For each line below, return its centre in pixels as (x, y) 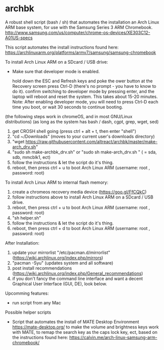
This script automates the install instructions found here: (62, 47)
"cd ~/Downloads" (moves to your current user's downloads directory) (83, 136)
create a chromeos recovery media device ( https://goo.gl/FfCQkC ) (79, 192)
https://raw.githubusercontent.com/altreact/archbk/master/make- (91, 141)
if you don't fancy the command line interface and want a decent (77, 278)
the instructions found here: (40, 337)
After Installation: (22, 243)
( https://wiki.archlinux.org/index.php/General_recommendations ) (78, 273)
